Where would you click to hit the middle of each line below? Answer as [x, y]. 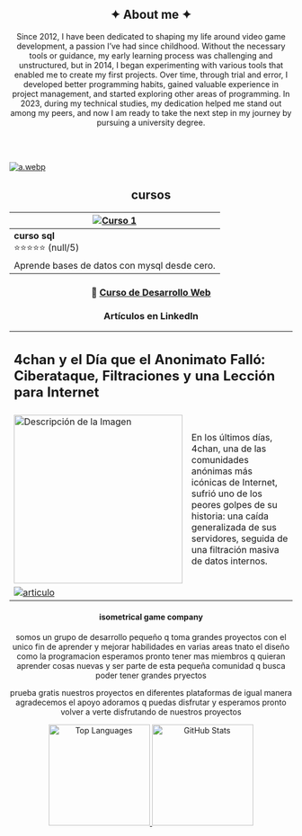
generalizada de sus [234, 528]
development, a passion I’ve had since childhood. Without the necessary [151, 46]
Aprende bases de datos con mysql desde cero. [115, 265]
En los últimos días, [232, 438]
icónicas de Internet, [235, 483]
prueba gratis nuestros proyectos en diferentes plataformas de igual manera [151, 692]
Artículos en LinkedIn [151, 316]
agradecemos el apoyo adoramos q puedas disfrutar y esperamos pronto [151, 702]
